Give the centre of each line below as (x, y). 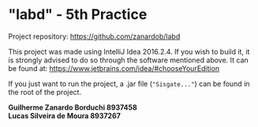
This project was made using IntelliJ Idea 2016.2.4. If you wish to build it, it (129, 51)
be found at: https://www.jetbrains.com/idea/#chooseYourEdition (114, 68)
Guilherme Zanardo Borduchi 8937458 (73, 107)
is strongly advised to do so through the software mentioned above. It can (128, 60)
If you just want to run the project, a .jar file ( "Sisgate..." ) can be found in (129, 84)
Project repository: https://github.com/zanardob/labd (94, 36)
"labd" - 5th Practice (78, 15)
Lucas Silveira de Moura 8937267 (64, 115)
